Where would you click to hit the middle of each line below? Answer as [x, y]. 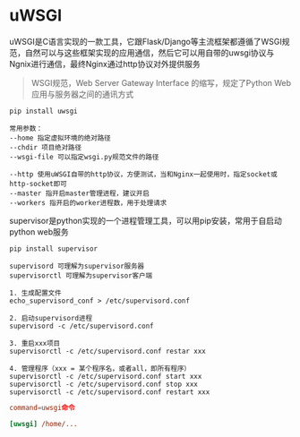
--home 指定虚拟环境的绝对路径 [60, 138]
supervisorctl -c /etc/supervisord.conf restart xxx [110, 392]
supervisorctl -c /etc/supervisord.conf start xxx [106, 376]
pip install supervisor [54, 248]
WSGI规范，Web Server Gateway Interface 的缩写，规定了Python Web [161, 82]
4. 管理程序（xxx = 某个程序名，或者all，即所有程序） [100, 368]
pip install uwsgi [43, 111]
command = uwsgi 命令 [42, 407]
